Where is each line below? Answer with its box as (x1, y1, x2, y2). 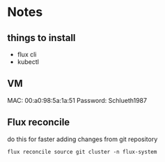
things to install (7, 32, 76, 44)
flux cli (17, 50, 37, 58)
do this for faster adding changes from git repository (7, 135, 158, 143)
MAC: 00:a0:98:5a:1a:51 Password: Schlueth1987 (7, 96, 148, 104)
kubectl (17, 58, 40, 66)
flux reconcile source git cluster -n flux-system (7, 148, 157, 155)
